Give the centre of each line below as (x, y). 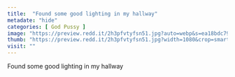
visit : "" (22, 46)
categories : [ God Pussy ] (47, 27)
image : (17, 33)
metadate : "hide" (33, 20)
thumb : (17, 40)
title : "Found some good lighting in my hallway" (83, 14)
